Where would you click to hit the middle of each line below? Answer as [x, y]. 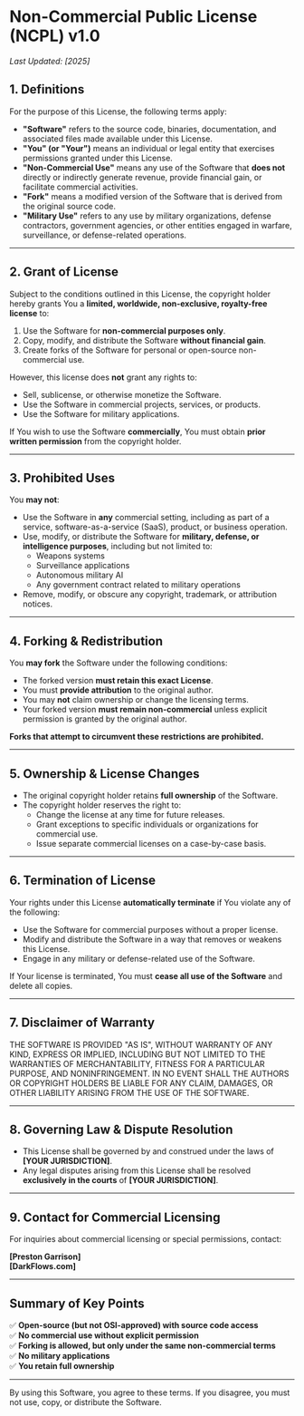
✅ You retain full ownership [62, 1366]
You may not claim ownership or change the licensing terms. [135, 700]
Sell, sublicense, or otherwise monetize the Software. [122, 394]
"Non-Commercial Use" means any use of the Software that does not [154, 167]
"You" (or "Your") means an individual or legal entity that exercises [148, 148]
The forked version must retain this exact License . [118, 681]
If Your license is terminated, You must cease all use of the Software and [146, 975]
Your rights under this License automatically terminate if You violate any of [150, 902]
